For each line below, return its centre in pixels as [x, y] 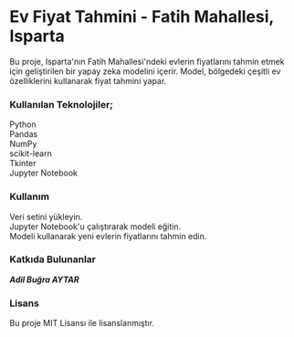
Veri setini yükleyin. [46, 216]
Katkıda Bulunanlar [52, 259]
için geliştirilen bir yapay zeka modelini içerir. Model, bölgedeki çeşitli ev [145, 71]
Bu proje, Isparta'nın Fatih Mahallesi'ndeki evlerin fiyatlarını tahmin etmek [147, 61]
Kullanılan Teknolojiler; [62, 104]
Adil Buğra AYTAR [44, 279]
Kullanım [30, 196]
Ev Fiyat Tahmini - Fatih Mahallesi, [142, 17]
